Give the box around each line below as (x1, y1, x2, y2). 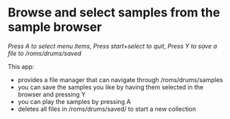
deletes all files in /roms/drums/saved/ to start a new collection (17, 105, 196, 113)
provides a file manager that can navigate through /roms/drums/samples (17, 75, 223, 83)
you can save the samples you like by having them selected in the (17, 83, 204, 91)
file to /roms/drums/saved (8, 49, 82, 57)
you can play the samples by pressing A (17, 97, 131, 105)
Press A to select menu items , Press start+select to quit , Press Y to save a (8, 42, 218, 50)
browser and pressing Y (17, 90, 86, 98)
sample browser (8, 19, 102, 35)
